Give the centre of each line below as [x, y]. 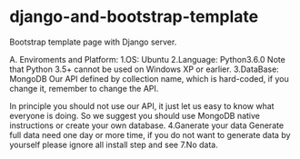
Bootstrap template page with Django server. [93, 42]
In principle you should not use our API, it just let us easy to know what [142, 105]
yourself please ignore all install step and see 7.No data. [114, 144]
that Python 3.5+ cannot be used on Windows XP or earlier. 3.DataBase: [144, 69]
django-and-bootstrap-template [134, 17]
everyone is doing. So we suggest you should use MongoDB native [135, 115]
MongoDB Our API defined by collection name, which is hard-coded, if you [149, 78]
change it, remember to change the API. [84, 88]
